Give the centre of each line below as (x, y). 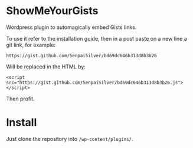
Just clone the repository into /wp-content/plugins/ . (70, 139)
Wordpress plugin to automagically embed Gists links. (71, 27)
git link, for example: (31, 45)
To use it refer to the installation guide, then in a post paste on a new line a (97, 38)
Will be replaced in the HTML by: (46, 67)
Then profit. (20, 98)
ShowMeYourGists (52, 11)
